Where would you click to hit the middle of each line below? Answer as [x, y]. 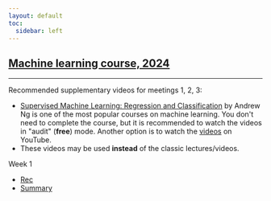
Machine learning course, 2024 [89, 63]
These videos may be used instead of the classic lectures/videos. [129, 149]
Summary [36, 188]
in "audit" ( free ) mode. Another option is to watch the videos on [126, 131]
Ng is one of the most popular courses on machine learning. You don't [137, 114]
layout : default [35, 16]
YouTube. [36, 140]
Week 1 [20, 164]
